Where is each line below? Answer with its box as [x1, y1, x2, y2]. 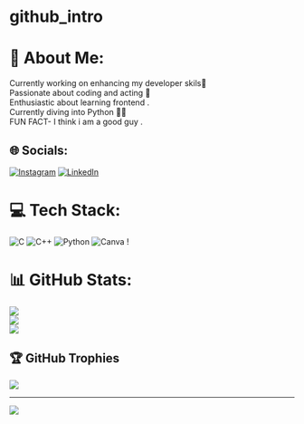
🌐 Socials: [9, 142, 69, 158]
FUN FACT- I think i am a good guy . [9, 116, 143, 128]
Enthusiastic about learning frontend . [9, 97, 150, 108]
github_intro [9, 6, 104, 27]
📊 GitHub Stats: [9, 270, 133, 291]
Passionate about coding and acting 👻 [9, 88, 151, 99]
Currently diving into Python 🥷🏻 [9, 107, 127, 118]
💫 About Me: [9, 48, 105, 69]
